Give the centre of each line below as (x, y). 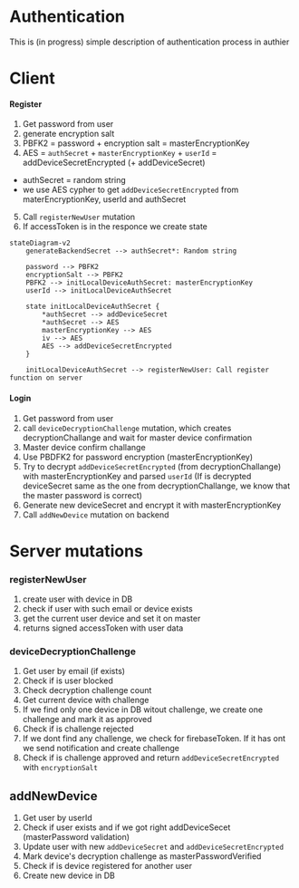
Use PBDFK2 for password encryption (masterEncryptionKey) (138, 457)
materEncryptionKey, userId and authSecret (104, 199)
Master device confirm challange (84, 447)
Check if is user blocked (68, 680)
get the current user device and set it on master (111, 619)
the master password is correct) (82, 495)
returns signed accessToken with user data (103, 628)
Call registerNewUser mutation (79, 217)
